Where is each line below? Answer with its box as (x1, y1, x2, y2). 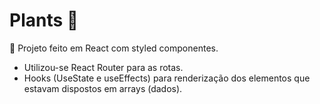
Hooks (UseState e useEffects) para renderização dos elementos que (23, 72, 311, 84)
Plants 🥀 (9, 9, 79, 32)
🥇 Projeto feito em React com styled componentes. (9, 42, 219, 54)
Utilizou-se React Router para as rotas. (23, 61, 184, 73)
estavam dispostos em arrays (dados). (23, 82, 183, 94)
